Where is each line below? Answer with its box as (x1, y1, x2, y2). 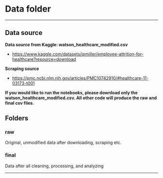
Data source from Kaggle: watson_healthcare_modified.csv (5, 41, 128, 47)
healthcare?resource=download (12, 56, 76, 62)
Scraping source (5, 66, 39, 71)
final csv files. (5, 100, 34, 106)
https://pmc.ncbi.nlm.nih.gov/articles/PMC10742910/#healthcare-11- (12, 75, 149, 81)
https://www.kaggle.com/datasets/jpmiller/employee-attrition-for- (12, 51, 144, 57)
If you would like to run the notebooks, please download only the (5, 89, 138, 95)
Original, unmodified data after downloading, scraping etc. (5, 140, 122, 145)
